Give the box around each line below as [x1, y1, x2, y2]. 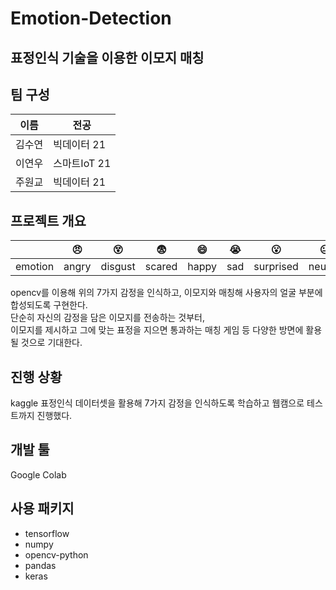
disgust [100, 260, 136, 274]
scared [144, 260, 178, 274]
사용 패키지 [10, 500, 75, 517]
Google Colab [10, 468, 67, 481]
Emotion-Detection [10, 7, 172, 30]
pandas [24, 559, 57, 571]
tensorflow [24, 527, 70, 539]
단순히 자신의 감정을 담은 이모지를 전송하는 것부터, [10, 312, 206, 324]
